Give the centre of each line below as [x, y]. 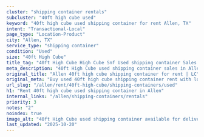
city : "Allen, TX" [29, 40]
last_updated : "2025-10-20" [42, 125]
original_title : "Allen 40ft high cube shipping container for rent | [97, 74]
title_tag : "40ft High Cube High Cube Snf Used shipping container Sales [102, 62]
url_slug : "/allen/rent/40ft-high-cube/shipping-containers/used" [92, 85]
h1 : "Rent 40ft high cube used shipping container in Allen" [85, 91]
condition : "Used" [29, 52]
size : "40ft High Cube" [36, 57]
